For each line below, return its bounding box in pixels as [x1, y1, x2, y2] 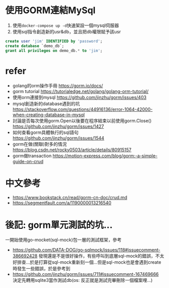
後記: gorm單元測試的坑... [5, 219, 113, 230]
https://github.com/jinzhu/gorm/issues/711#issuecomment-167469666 [12, 271, 159, 277]
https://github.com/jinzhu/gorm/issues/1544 [12, 135, 104, 141]
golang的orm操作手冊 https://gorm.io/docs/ [12, 82, 103, 88]
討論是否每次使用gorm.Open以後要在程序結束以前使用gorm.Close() [12, 117, 152, 124]
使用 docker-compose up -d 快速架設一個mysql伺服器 [12, 22, 120, 28]
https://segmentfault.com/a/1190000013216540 [12, 200, 111, 206]
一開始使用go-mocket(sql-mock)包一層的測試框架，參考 [5, 237, 122, 243]
